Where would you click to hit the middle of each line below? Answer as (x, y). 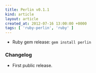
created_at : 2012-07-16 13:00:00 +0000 (46, 23)
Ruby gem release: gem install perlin (52, 42)
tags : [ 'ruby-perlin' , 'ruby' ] (39, 28)
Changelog (18, 55)
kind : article (20, 14)
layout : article (22, 19)
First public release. (32, 66)
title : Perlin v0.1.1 (27, 10)
